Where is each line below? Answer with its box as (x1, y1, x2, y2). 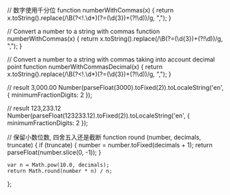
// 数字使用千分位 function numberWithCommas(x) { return (7, 6, 174, 14)
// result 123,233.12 (7, 104, 61, 112)
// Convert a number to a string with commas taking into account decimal (7, 55, 215, 64)
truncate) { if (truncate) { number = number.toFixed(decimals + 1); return (7, 141, 213, 149)
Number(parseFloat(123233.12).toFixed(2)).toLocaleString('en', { (7, 111, 190, 120)
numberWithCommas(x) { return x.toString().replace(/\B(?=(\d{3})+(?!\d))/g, (7, 35, 223, 43)
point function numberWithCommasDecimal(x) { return (7, 63, 163, 71)
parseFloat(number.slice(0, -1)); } (7, 148, 102, 156)
